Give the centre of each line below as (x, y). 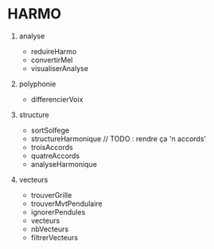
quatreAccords (55, 156)
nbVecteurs (50, 229)
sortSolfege (50, 130)
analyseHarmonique (64, 164)
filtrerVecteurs (54, 237)
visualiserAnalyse (60, 68)
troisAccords (52, 147)
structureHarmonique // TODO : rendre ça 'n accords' (119, 138)
